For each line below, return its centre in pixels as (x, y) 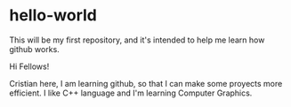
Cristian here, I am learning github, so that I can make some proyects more (146, 83)
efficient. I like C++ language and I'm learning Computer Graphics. (131, 93)
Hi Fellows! (29, 66)
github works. (34, 49)
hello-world (53, 15)
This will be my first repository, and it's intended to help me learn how (137, 40)
